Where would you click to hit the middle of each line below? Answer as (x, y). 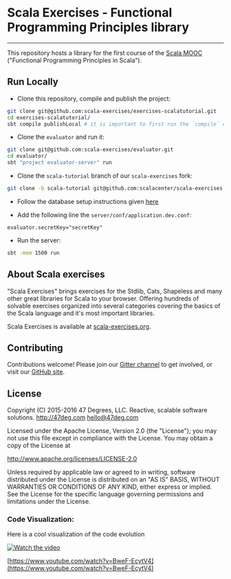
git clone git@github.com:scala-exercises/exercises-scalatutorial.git (112, 111)
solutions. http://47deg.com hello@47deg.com (73, 418)
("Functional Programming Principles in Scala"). (75, 60)
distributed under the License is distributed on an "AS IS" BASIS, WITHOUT (113, 480)
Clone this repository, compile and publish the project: (93, 99)
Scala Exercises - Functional (90, 13)
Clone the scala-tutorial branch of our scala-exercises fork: (104, 176)
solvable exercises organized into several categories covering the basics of (114, 305)
